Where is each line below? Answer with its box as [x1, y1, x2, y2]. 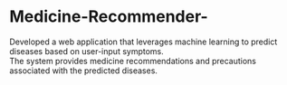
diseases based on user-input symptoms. [9, 45, 165, 56]
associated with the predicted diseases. [9, 65, 158, 76]
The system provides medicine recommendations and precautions [9, 55, 256, 66]
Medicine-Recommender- [9, 6, 208, 27]
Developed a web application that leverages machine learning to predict [9, 36, 278, 47]
